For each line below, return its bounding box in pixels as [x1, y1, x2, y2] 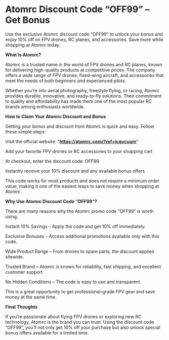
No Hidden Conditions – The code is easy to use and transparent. [5, 279, 142, 285]
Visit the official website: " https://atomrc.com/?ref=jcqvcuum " [5, 138, 139, 144]
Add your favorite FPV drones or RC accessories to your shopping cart [5, 148, 153, 154]
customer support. [5, 269, 44, 275]
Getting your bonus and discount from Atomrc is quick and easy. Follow [5, 123, 154, 129]
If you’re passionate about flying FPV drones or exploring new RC [5, 313, 142, 320]
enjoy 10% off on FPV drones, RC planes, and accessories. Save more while [5, 36, 163, 43]
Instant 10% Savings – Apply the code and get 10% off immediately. [5, 223, 146, 229]
